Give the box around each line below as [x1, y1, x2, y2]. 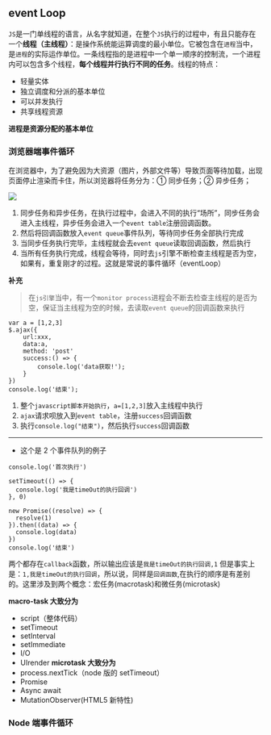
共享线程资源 [19, 106, 63, 116]
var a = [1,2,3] [8, 319, 63, 328]
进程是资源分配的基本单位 [8, 123, 94, 133]
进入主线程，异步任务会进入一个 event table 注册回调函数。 [19, 218, 216, 228]
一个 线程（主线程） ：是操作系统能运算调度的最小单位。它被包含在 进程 [8, 39, 236, 48]
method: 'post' [23, 347, 74, 356]
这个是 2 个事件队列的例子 [19, 445, 107, 455]
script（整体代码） [19, 613, 82, 624]
